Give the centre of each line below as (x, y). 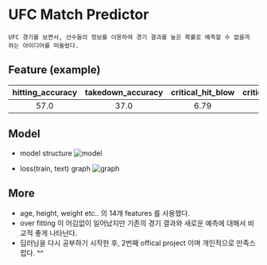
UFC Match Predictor (79, 15)
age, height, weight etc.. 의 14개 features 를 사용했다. (105, 213)
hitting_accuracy (45, 92)
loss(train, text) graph (55, 168)
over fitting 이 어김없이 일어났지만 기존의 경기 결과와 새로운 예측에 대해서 (133, 223)
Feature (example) (54, 70)
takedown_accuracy (124, 92)
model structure (46, 153)
